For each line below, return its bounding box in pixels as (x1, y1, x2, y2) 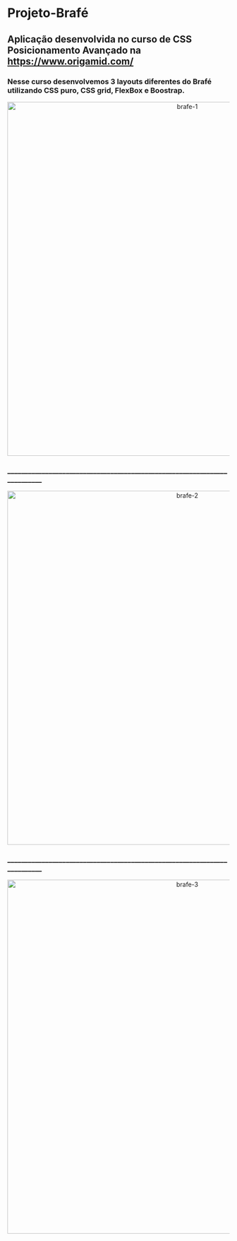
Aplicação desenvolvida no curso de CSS (7, 33, 193, 45)
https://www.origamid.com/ (7, 55, 134, 67)
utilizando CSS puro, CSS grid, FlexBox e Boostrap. (7, 85, 186, 95)
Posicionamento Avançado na (7, 44, 142, 56)
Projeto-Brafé (7, 5, 89, 21)
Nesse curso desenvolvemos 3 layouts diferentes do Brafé (7, 76, 212, 86)
